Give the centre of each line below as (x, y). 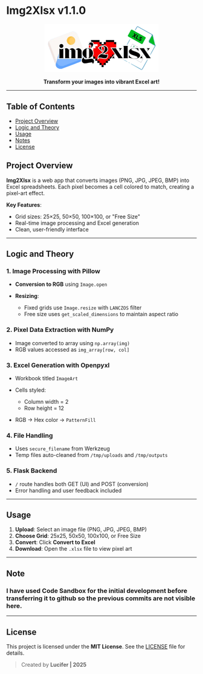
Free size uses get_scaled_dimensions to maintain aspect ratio (101, 314)
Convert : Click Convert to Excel (55, 542)
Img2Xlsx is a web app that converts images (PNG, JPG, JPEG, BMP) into (98, 180)
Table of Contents (41, 106)
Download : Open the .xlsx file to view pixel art (73, 549)
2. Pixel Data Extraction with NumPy (60, 330)
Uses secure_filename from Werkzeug (63, 449)
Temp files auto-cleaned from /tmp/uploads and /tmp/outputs (91, 455)
